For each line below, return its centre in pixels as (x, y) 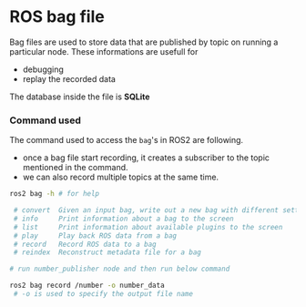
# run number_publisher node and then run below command (120, 269)
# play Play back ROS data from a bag (95, 235)
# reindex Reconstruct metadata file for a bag (107, 252)
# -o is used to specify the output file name (103, 294)
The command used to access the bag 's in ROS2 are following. (127, 140)
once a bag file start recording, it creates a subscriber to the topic (146, 158)
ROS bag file (57, 17)
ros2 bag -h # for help (55, 194)
